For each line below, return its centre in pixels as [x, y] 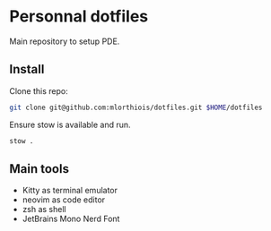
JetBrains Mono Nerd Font [71, 219]
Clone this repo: [39, 90]
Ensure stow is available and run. [70, 124]
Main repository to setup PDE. [65, 41]
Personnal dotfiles [79, 17]
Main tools [39, 169]
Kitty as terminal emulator [70, 191]
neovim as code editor [64, 200]
